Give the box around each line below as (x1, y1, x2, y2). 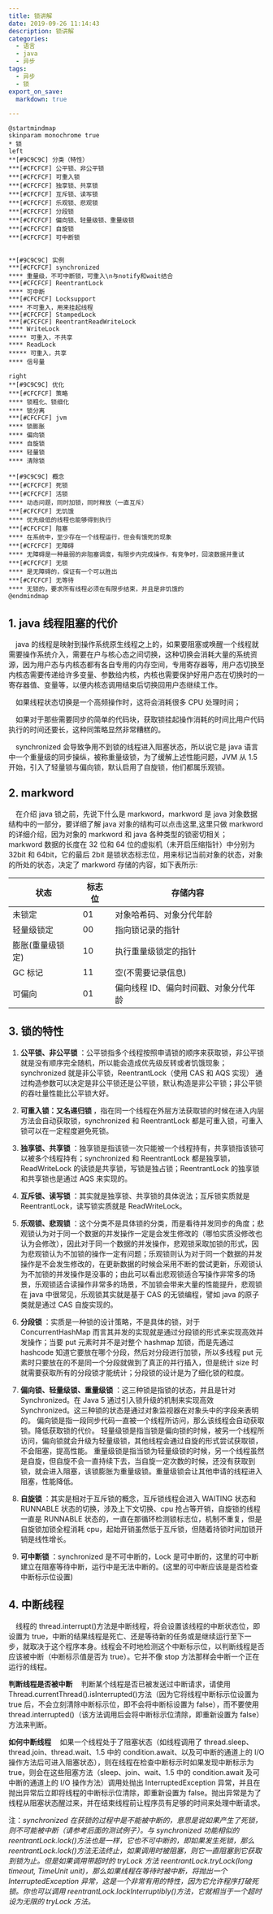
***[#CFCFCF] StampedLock (8, 310, 96, 319)
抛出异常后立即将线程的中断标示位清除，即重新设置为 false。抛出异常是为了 (8, 1787, 262, 1797)
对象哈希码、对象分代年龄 (115, 909, 213, 920)
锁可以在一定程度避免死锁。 (19, 1126, 114, 1135)
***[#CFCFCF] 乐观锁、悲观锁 (8, 199, 99, 207)
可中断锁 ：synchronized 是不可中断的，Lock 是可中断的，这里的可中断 (19, 1552, 259, 1561)
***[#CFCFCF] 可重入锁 (8, 173, 80, 181)
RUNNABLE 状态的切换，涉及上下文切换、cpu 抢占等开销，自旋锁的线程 (19, 1504, 262, 1513)
